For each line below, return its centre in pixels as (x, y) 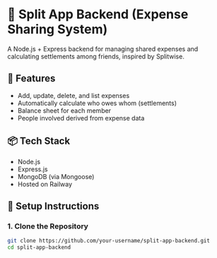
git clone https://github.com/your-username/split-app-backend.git (109, 241)
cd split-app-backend (39, 247)
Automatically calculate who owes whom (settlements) (97, 103)
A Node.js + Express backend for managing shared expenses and (103, 49)
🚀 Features (31, 79)
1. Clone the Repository (48, 226)
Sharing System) (58, 29)
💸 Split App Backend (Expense (98, 14)
